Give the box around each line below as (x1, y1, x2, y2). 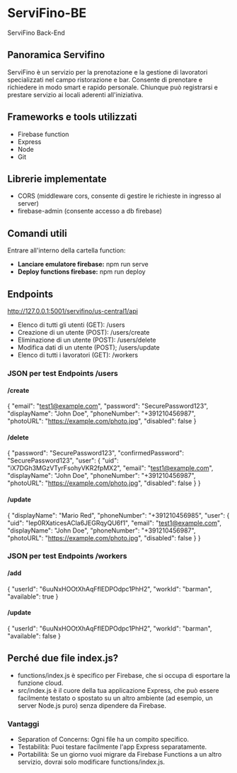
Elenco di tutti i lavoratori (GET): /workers (17, 351, 139, 359)
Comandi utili (7, 227, 67, 239)
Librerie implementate (7, 172, 108, 185)
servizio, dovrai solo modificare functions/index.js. (17, 757, 165, 766)
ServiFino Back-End (7, 28, 65, 37)
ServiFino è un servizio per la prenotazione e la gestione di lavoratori (7, 67, 208, 76)
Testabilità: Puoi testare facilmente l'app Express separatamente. (17, 743, 207, 751)
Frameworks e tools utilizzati (7, 111, 137, 123)
